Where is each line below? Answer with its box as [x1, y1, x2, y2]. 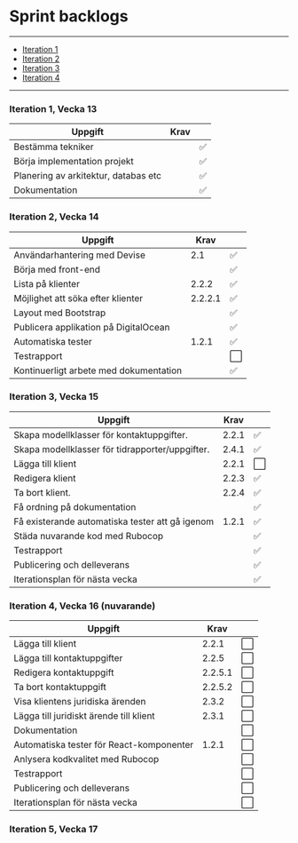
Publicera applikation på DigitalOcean [13, 321, 170, 333]
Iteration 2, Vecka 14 [9, 211, 99, 223]
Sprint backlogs [9, 6, 129, 27]
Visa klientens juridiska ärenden [13, 696, 146, 708]
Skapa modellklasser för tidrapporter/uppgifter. [13, 442, 210, 455]
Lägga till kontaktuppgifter [13, 652, 123, 664]
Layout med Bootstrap [13, 306, 106, 319]
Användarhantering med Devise [13, 249, 146, 261]
